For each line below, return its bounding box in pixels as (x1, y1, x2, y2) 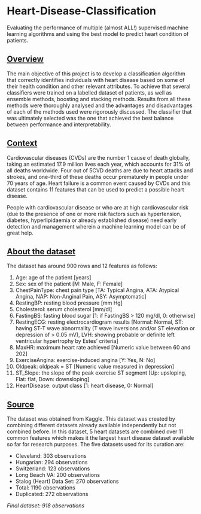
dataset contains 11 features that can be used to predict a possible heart (7, 185, 184, 193)
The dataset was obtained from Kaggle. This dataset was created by (7, 415, 175, 422)
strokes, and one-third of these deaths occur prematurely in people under (7, 173, 189, 180)
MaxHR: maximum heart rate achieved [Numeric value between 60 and (15, 344, 191, 351)
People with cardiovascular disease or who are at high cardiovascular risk (7, 203, 189, 211)
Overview (7, 54, 44, 64)
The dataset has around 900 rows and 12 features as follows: (7, 262, 157, 270)
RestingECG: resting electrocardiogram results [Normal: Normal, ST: (15, 318, 184, 326)
